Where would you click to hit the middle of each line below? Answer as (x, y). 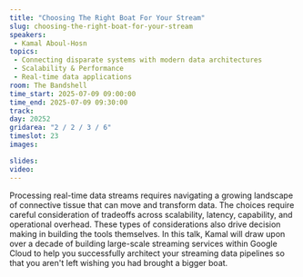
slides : (24, 161)
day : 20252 (30, 119)
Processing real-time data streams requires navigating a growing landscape (151, 195)
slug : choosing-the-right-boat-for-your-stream (101, 26)
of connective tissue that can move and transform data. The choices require (152, 204)
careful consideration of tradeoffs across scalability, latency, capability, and (151, 214)
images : (24, 144)
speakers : (28, 35)
